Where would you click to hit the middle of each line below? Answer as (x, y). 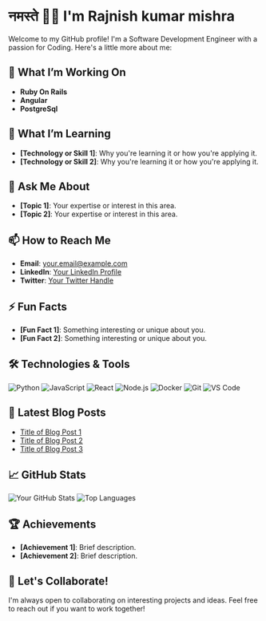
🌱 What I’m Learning (60, 134)
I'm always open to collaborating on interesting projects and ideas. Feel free (133, 600)
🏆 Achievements (52, 524)
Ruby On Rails (44, 92)
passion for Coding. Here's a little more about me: (90, 47)
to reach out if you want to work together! (77, 609)
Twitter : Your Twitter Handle (67, 281)
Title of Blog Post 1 (51, 432)
